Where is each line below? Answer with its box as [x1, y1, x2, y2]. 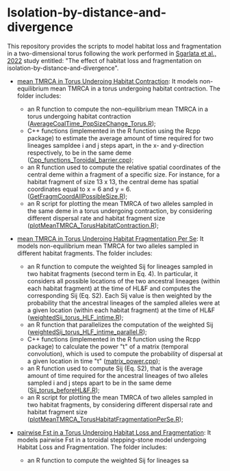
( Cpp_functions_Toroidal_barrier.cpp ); [27, 155, 134, 164]
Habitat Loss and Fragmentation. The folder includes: [16, 443, 168, 451]
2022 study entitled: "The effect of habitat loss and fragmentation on [7, 56, 202, 64]
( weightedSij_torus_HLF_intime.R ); [27, 313, 124, 321]
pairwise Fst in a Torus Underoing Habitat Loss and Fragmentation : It [16, 428, 212, 436]
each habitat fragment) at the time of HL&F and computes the [27, 284, 201, 292]
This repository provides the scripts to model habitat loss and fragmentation [7, 42, 222, 50]
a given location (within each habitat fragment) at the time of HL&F [27, 306, 216, 314]
